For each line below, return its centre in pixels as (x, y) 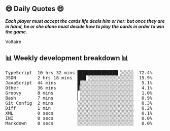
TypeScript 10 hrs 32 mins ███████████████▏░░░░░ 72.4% (79, 73)
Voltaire (13, 41)
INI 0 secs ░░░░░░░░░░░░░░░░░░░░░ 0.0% (79, 118)
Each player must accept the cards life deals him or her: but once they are (85, 21)
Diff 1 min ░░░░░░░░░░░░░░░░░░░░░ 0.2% (79, 108)
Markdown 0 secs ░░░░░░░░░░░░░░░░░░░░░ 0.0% (79, 123)
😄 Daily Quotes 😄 (35, 9)
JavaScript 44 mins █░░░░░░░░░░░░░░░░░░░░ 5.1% (79, 83)
